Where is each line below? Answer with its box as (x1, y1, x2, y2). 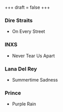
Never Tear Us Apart (12, 53, 55, 59)
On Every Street (12, 28, 45, 34)
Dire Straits (5, 17, 33, 24)
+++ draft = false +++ (5, 5, 50, 10)
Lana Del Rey (5, 65, 37, 72)
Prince (5, 89, 21, 96)
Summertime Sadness (12, 77, 58, 83)
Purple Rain (12, 101, 36, 107)
